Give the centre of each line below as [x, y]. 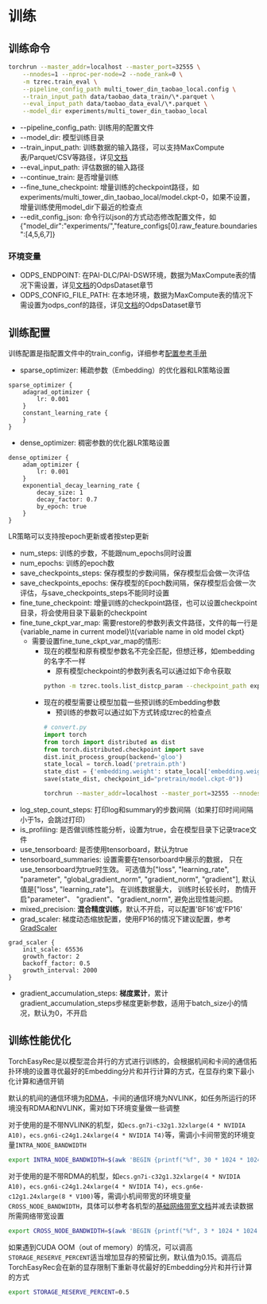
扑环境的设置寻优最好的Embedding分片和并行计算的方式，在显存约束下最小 [131, 1071]
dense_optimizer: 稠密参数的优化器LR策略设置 [95, 443]
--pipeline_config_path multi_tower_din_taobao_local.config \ [130, 89]
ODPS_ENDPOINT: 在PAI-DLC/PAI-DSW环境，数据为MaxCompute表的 [134, 275]
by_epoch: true [62, 507]
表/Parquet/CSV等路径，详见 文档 [74, 158]
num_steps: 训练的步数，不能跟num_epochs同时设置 [106, 553]
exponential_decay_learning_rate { [81, 486]
